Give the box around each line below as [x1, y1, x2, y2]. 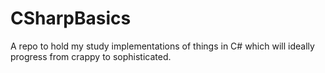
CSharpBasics [10, 7, 132, 30]
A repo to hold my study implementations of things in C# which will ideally [10, 40, 315, 52]
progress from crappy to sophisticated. [10, 50, 172, 62]
